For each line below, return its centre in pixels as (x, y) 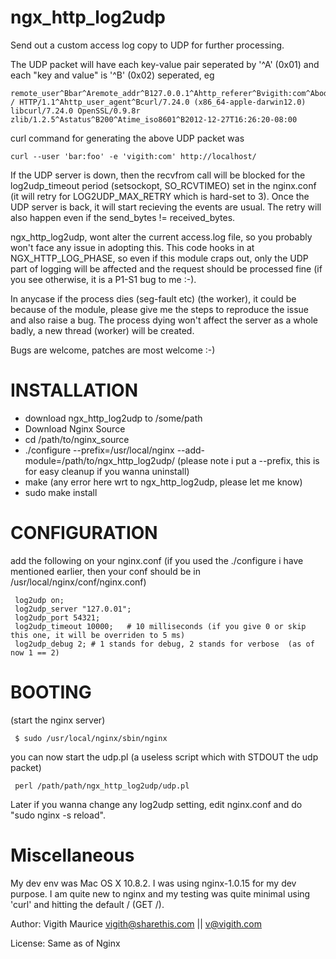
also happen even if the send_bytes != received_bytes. (123, 217)
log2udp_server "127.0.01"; (73, 609)
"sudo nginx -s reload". (58, 815)
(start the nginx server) (58, 720)
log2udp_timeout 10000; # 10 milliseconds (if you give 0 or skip (160, 626)
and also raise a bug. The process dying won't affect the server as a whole (164, 320)
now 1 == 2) (35, 652)
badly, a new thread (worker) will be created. (102, 330)
